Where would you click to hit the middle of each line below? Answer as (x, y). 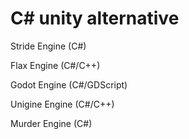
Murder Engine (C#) (51, 123)
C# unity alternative (95, 18)
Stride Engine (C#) (48, 46)
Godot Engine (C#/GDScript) (69, 84)
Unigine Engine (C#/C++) (62, 104)
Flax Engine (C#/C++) (55, 65)
